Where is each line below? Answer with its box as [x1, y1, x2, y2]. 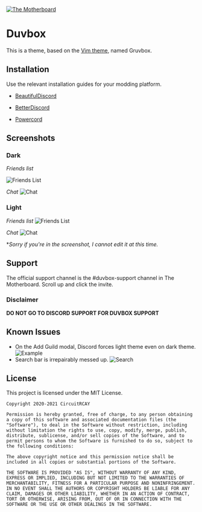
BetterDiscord [14, 103, 50, 111]
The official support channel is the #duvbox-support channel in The [6, 274, 175, 281]
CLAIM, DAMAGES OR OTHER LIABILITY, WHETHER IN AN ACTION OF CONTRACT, [6, 491, 190, 497]
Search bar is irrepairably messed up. [14, 355, 109, 363]
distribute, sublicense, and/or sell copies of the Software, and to [6, 433, 185, 439]
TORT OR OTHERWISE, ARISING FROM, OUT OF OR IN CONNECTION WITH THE [6, 496, 182, 502]
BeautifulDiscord [14, 92, 57, 99]
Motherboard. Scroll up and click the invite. [6, 280, 113, 288]
